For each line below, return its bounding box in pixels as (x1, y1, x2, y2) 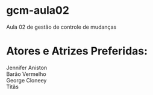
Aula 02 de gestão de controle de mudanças (6, 23, 117, 30)
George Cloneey (6, 76, 47, 84)
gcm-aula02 (6, 4, 69, 17)
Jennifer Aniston (6, 64, 48, 71)
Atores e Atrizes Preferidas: (6, 44, 148, 58)
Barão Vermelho (6, 70, 46, 78)
